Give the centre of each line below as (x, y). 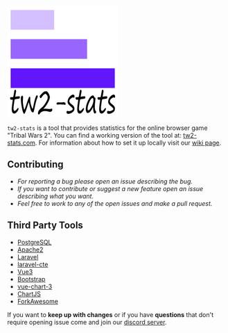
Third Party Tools (45, 226)
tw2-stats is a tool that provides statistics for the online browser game (107, 128)
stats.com (21, 143)
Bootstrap (31, 279)
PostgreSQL (34, 242)
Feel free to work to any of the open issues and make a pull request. (115, 203)
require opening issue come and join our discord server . (87, 322)
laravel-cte (33, 264)
